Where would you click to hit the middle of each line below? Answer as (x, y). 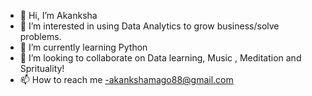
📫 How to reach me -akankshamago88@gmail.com (126, 79)
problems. (40, 36)
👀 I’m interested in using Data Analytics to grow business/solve (149, 26)
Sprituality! (42, 68)
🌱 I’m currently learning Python (83, 47)
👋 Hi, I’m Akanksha (58, 15)
